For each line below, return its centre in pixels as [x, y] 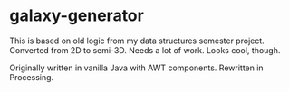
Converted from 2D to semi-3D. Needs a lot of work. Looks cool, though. [145, 50]
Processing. [32, 77]
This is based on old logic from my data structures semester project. [137, 41]
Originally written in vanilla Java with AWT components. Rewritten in [137, 68]
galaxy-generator [77, 16]
